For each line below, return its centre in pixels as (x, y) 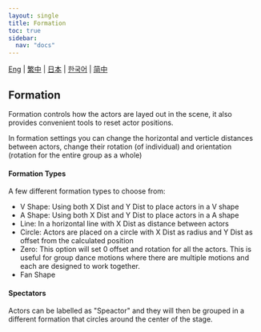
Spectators (27, 293)
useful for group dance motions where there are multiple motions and (135, 258)
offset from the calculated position (76, 241)
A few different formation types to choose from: (87, 191)
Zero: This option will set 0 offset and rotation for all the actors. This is (136, 250)
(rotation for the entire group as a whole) (75, 155)
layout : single (34, 16)
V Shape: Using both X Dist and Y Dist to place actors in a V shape (129, 207)
